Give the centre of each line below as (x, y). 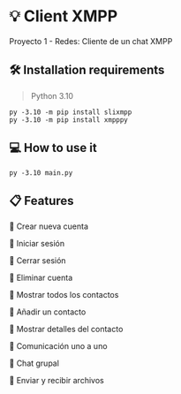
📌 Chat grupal (34, 363)
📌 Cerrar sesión (38, 261)
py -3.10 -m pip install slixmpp (71, 112)
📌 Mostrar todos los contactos (64, 295)
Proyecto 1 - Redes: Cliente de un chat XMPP (91, 41)
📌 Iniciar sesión (37, 244)
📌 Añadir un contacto (48, 312)
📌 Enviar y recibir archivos (57, 381)
